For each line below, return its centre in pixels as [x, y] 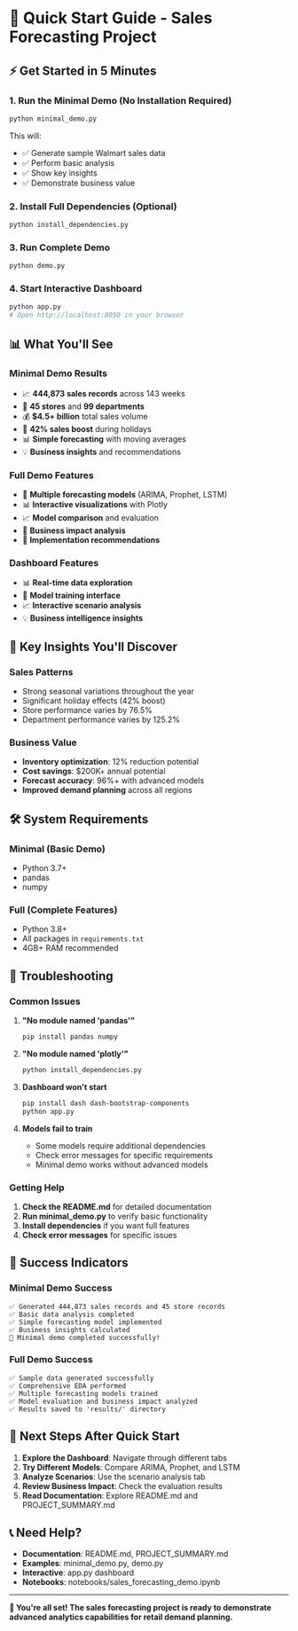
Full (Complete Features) [63, 910]
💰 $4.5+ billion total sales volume [85, 416]
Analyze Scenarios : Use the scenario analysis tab [114, 1477]
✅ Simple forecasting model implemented [86, 1322]
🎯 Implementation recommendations [91, 540]
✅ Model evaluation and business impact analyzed [103, 1401]
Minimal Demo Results [59, 373]
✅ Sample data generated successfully [82, 1378]
